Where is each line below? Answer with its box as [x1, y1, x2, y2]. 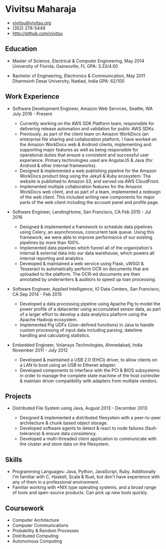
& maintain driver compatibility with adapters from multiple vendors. [19, 378, 158, 384]
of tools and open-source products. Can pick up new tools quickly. [12, 490, 148, 496]
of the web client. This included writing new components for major [19, 194, 155, 200]
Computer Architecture [12, 517, 59, 523]
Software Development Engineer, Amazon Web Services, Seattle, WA [12, 105, 153, 111]
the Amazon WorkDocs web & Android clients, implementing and [19, 141, 152, 147]
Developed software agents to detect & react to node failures [19, 425, 144, 431]
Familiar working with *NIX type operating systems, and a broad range [12, 484, 157, 491]
